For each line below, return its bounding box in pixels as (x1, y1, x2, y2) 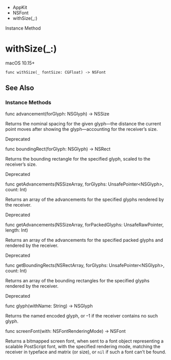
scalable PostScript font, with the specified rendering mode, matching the (5, 343, 161, 349)
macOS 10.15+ (5, 60, 35, 66)
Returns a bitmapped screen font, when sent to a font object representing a (5, 337, 164, 344)
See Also (5, 84, 34, 93)
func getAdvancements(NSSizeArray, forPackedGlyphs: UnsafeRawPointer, (5, 221, 164, 228)
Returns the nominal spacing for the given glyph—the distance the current (5, 120, 161, 127)
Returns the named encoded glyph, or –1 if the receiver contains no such (5, 312, 158, 319)
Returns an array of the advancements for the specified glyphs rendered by (5, 196, 164, 202)
